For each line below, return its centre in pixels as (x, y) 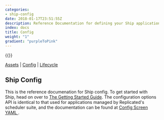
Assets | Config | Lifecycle (31, 64)
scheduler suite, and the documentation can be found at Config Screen (76, 107)
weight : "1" (17, 37)
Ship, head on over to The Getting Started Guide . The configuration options (81, 97)
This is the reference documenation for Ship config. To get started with (76, 92)
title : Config (20, 32)
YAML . (12, 112)
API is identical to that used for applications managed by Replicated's (75, 102)
